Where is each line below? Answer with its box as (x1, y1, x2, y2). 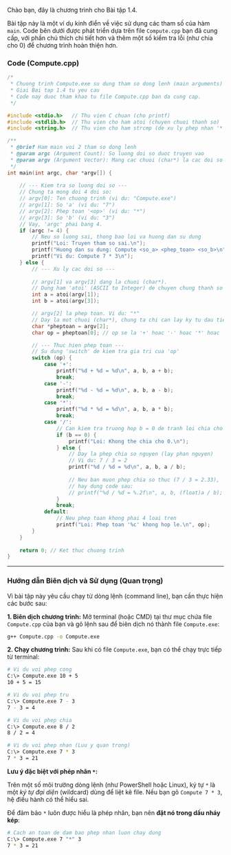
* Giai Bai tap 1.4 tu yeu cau (10, 87, 100, 94)
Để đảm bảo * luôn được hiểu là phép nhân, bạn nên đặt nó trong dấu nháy (7, 808, 221, 816)
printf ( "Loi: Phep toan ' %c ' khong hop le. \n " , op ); (56, 521, 211, 528)
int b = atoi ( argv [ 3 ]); (32, 298, 100, 305)
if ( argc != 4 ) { (19, 227, 69, 234)
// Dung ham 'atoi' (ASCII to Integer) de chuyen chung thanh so (32, 285, 223, 292)
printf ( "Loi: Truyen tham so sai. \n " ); (32, 240, 146, 247)
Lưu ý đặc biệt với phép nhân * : (7, 767, 98, 775)
